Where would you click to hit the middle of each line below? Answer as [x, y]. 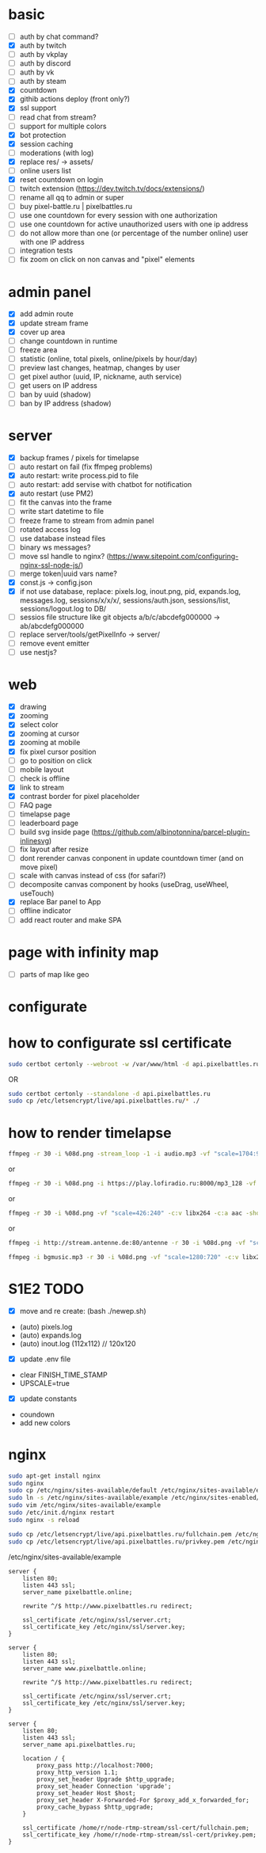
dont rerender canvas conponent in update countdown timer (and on [131, 858]
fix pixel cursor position [58, 751]
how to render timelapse [90, 1133]
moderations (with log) [57, 153]
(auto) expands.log [50, 1335]
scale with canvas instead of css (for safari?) [93, 876]
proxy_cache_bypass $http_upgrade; [95, 1807]
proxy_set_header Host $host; [86, 1793]
